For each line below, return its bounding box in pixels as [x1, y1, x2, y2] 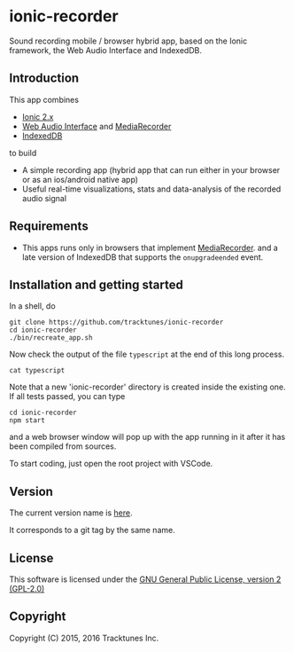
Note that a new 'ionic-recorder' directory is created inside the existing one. [9, 381, 286, 392]
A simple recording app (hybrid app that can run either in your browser [21, 164, 281, 175]
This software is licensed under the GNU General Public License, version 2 [9, 574, 282, 585]
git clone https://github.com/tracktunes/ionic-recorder [9, 318, 224, 327]
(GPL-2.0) [9, 584, 45, 593]
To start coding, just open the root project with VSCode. [9, 459, 213, 469]
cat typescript [9, 366, 66, 375]
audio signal [21, 192, 67, 203]
